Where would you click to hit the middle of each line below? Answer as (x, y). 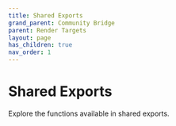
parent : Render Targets (48, 30)
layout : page (30, 38)
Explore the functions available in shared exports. (89, 113)
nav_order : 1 (30, 52)
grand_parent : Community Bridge (61, 23)
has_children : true (40, 45)
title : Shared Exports (46, 15)
